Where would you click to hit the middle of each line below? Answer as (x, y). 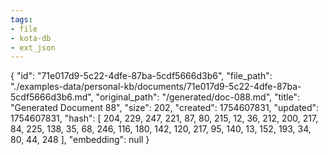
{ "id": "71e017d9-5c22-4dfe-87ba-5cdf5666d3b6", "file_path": (141, 76)
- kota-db (31, 38)
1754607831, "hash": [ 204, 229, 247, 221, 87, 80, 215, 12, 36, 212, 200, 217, (164, 118)
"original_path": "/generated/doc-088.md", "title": (197, 97)
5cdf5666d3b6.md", (52, 97)
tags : (21, 19)
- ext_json (33, 47)
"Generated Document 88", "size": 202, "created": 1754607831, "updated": (165, 108)
